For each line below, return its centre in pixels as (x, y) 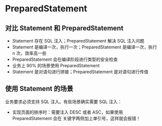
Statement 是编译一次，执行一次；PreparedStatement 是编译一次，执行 (84, 47)
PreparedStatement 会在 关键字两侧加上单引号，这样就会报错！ (76, 118)
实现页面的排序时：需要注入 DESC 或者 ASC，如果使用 (67, 112)
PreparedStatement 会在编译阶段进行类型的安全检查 (65, 59)
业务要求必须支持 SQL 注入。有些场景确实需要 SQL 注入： (64, 101)
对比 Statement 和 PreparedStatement (64, 28)
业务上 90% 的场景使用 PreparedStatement (56, 65)
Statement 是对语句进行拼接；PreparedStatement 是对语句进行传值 (80, 72)
